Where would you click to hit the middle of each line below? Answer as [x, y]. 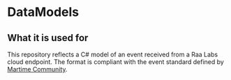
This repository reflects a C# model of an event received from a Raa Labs [113, 54]
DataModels [43, 12]
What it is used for [48, 38]
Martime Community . [37, 69]
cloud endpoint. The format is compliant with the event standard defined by [116, 62]
